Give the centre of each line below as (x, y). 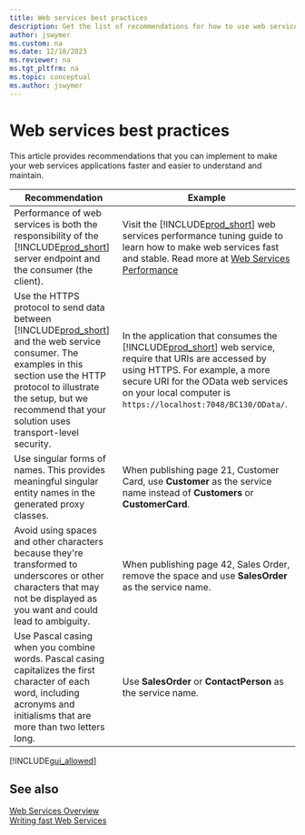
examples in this (49, 364)
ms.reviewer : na (40, 60)
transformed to (46, 564)
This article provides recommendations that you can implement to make (143, 156)
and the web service (58, 341)
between (33, 318)
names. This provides (60, 469)
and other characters (59, 541)
